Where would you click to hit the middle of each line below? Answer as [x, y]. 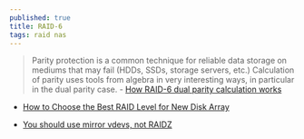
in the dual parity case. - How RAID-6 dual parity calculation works [157, 89]
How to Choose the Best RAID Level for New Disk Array [126, 107]
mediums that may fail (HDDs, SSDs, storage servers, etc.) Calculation [163, 70]
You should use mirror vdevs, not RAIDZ [97, 124]
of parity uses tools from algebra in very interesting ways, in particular [163, 80]
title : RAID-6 [36, 26]
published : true [40, 18]
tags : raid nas [38, 35]
